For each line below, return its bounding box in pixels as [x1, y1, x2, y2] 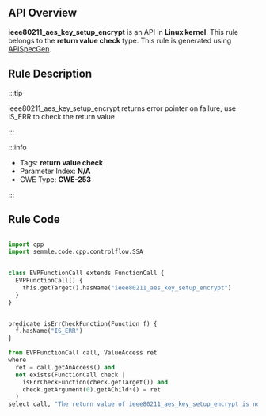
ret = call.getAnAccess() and [15, 363, 115, 371]
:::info [8, 142, 27, 152]
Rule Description [8, 67, 93, 81]
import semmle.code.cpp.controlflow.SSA [8, 248, 144, 256]
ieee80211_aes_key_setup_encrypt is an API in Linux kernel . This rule [8, 27, 239, 36]
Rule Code [8, 213, 61, 226]
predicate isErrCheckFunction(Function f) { [8, 320, 158, 327]
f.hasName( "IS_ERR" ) [15, 327, 83, 335]
